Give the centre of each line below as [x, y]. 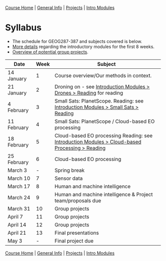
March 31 [19, 209]
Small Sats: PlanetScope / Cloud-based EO [104, 121]
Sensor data [69, 178]
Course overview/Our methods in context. [103, 75]
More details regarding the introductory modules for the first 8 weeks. [83, 47]
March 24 [19, 197]
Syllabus [23, 28]
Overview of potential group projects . [50, 52]
